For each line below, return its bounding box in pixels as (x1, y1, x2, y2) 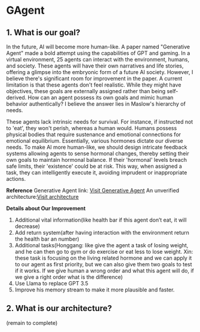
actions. (6, 176, 26, 182)
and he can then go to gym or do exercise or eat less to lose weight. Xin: (14, 248, 193, 255)
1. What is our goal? (6, 27, 81, 38)
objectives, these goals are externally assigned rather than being (6, 88, 166, 94)
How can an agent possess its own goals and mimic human (27, 94, 174, 101)
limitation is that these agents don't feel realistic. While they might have (6, 81, 181, 88)
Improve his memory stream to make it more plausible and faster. (14, 286, 175, 293)
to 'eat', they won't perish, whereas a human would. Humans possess (6, 125, 177, 131)
